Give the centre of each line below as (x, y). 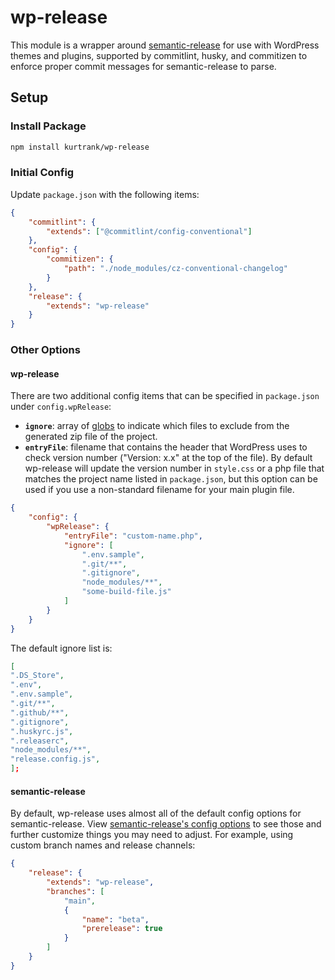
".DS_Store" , (37, 676)
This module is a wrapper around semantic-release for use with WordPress (165, 45)
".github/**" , (40, 712)
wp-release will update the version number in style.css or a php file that (174, 468)
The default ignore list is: (61, 648)
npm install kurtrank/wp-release (80, 147)
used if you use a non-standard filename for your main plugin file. (159, 490)
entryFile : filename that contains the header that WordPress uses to (166, 447)
